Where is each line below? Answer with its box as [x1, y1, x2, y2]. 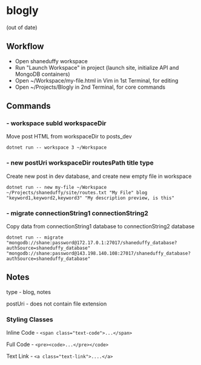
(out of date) [6, 24, 38, 31]
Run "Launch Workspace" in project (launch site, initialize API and [15, 64, 179, 71]
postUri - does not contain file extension [6, 300, 107, 307]
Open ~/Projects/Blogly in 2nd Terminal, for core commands [15, 83, 165, 90]
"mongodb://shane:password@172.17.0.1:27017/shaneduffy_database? [6, 240, 177, 246]
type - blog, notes [6, 288, 51, 295]
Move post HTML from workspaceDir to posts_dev [6, 133, 132, 140]
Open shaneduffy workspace [15, 57, 88, 64]
